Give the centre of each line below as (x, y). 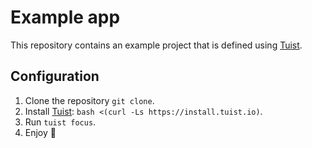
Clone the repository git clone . (89, 100)
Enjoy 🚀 (40, 132)
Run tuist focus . (60, 122)
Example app (65, 17)
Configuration (55, 76)
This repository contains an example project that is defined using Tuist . (156, 45)
